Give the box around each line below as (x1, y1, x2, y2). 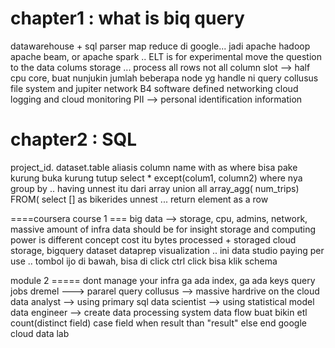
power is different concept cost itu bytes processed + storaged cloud (10, 233, 297, 246)
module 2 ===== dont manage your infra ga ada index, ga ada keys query (10, 274, 316, 286)
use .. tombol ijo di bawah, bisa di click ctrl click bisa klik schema (10, 255, 278, 267)
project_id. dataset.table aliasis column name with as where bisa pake (10, 161, 298, 173)
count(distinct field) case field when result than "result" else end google (10, 317, 307, 329)
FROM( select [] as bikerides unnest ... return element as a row (10, 193, 269, 205)
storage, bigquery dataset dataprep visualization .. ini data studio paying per (10, 244, 325, 256)
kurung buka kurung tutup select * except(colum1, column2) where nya (10, 172, 303, 184)
